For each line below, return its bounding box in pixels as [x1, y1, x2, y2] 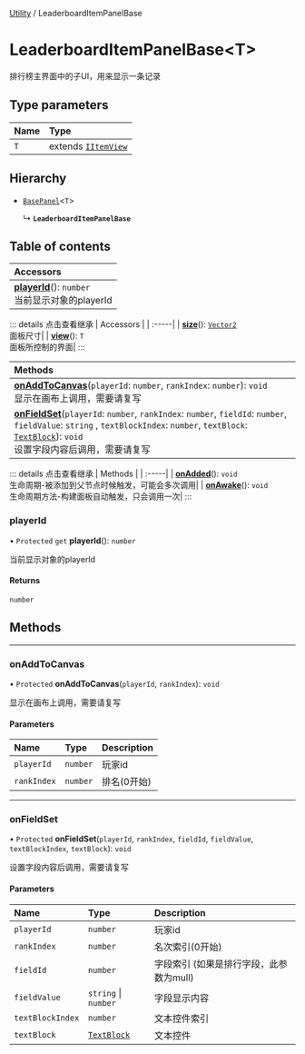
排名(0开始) [101, 776, 152, 789]
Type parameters [9, 97, 109, 113]
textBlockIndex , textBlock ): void [9, 843, 132, 854]
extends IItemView [48, 140, 128, 153]
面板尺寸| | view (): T [9, 331, 84, 342]
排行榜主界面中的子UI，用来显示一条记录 [9, 70, 162, 81]
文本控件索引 [153, 1012, 210, 1025]
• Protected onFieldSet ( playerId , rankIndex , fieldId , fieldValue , [9, 833, 254, 844]
